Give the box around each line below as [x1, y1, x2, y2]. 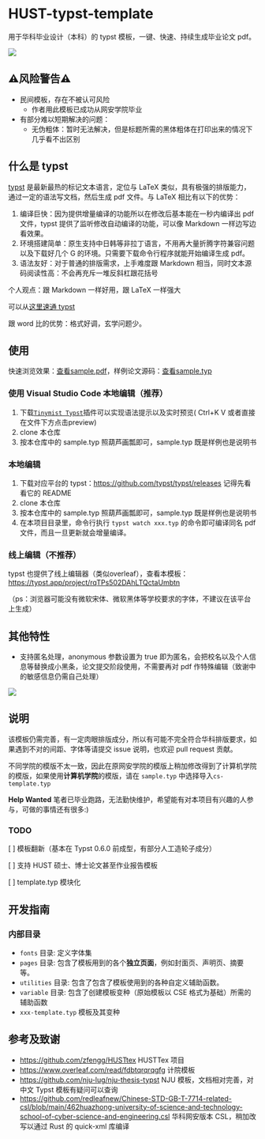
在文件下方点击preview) [19, 417, 97, 427]
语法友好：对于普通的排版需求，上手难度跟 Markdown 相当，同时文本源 [19, 258, 252, 267]
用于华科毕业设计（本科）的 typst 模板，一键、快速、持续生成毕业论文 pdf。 [8, 32, 256, 41]
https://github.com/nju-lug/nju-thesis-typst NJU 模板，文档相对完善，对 [19, 1075, 254, 1084]
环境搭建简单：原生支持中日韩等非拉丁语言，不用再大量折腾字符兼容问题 [19, 238, 255, 248]
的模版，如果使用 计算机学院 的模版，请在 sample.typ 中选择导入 [8, 770, 214, 780]
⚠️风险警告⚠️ [8, 72, 72, 85]
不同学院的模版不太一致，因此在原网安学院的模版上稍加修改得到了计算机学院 [8, 761, 257, 770]
